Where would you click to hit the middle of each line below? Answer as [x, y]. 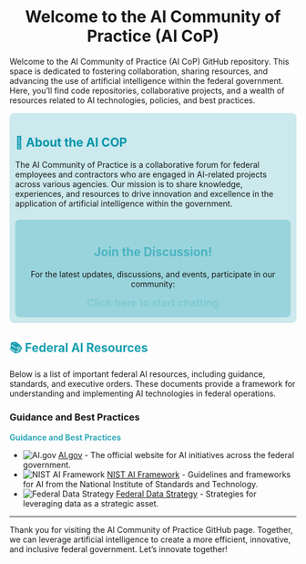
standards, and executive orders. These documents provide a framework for [153, 384]
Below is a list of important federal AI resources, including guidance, [138, 374]
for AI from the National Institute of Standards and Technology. [140, 484]
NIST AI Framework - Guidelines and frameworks [199, 474]
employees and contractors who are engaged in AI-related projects [141, 174]
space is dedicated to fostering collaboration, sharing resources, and [139, 71]
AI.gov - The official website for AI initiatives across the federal [176, 454]
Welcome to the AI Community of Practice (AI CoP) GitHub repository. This [149, 61]
